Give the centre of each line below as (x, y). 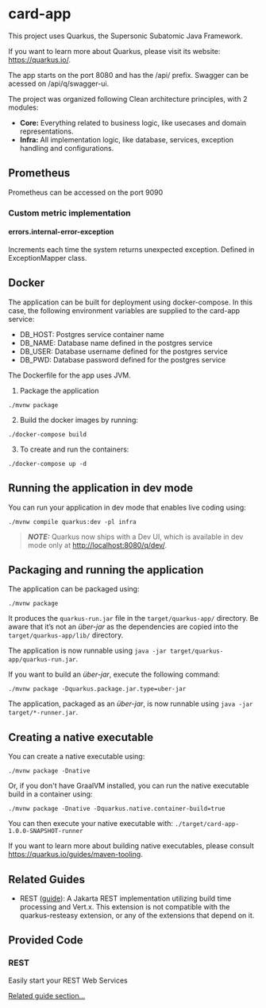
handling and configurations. (67, 148)
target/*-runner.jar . (43, 712)
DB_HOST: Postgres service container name (92, 334)
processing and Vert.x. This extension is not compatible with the (125, 906)
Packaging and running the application (106, 570)
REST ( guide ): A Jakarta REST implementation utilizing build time (125, 898)
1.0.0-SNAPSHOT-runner (46, 832)
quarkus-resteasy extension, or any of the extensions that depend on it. (137, 915)
